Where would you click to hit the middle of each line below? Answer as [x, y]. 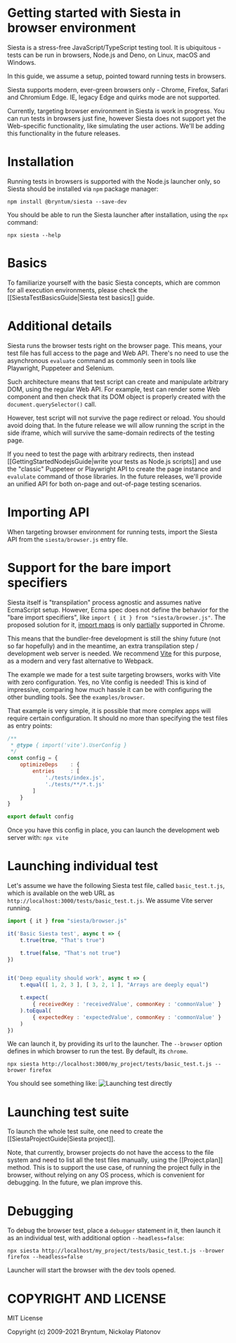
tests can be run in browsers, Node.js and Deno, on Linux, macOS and [109, 55]
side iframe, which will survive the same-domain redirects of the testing [111, 433]
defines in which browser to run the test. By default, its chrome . [98, 1051]
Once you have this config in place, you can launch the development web [113, 830]
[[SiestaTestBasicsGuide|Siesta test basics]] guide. [81, 297]
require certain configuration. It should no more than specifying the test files [118, 718]
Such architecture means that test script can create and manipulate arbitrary [118, 381]
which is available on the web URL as [61, 893]
